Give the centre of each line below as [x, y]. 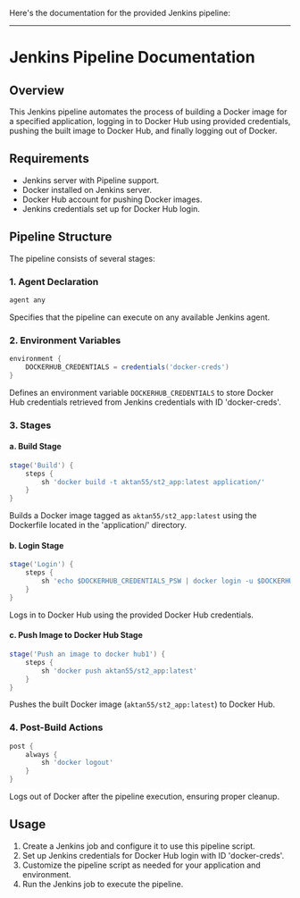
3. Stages [30, 425]
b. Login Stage [37, 545]
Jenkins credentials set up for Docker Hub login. [111, 208]
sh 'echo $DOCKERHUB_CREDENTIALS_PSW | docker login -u [147, 581]
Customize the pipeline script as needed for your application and [141, 865]
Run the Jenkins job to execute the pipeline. [103, 884]
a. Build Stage [36, 447]
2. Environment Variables [65, 340]
